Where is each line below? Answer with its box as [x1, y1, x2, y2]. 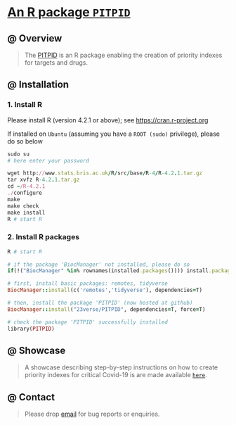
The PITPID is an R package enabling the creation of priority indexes [24, 51, 223, 59]
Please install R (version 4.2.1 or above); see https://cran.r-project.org [7, 115, 209, 124]
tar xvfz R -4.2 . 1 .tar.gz [7, 177, 80, 184]
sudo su [7, 151, 30, 158]
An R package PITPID [7, 4, 131, 20]
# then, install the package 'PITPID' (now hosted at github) [7, 300, 193, 307]
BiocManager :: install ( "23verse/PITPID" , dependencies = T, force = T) [7, 305, 206, 313]
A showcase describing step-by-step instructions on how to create [24, 363, 218, 372]
